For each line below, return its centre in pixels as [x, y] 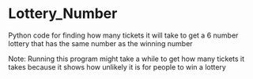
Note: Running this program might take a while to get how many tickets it [126, 59]
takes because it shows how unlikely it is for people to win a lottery [117, 66]
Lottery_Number [63, 14]
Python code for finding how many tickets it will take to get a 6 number [123, 35]
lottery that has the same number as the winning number [100, 43]
